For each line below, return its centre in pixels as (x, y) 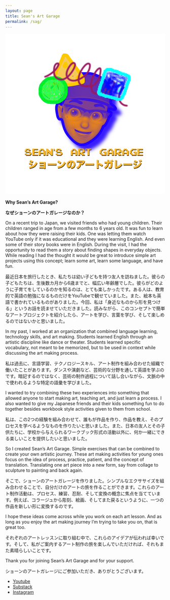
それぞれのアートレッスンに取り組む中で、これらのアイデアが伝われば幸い (82, 538)
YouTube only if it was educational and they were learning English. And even (85, 239)
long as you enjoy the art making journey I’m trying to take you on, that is (81, 522)
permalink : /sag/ (24, 21)
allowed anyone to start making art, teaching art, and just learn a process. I (83, 398)
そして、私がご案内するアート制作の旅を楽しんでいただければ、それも (87, 544)
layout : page (19, 11)
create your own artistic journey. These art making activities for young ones (84, 454)
